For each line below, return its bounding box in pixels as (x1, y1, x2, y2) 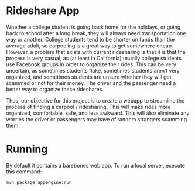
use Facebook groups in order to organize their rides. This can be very (6, 60, 177, 68)
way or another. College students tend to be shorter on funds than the (6, 36, 175, 43)
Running (6, 142, 48, 156)
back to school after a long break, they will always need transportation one (6, 29, 186, 36)
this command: (6, 168, 42, 175)
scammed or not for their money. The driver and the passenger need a (6, 79, 176, 86)
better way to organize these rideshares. (6, 86, 104, 93)
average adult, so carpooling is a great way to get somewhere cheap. (6, 42, 174, 49)
